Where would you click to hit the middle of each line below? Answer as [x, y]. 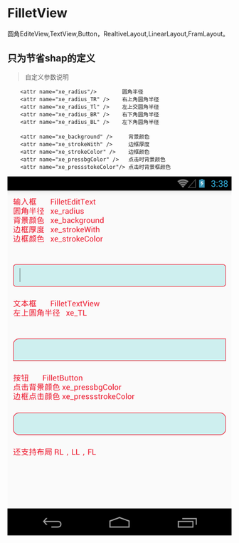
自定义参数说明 [47, 77]
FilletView [37, 13]
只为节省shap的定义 [52, 58]
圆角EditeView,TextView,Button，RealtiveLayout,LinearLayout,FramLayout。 [118, 33]
